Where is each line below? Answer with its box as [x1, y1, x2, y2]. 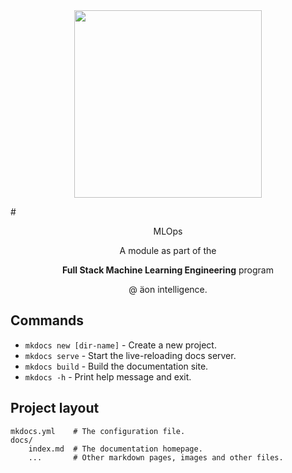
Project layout [10, 400, 100, 417]
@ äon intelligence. [128, 284, 208, 295]
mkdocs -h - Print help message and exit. [24, 370, 192, 383]
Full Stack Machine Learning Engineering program [62, 264, 274, 276]
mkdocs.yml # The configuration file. [10, 426, 186, 436]
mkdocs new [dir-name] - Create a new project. [24, 339, 217, 351]
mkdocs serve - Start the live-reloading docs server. [24, 349, 237, 361]
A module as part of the [119, 245, 217, 256]
